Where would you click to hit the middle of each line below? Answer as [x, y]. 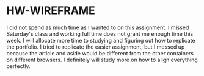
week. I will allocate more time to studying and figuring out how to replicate [101, 40]
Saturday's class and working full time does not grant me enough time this [100, 33]
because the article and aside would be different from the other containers [100, 53]
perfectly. [18, 66]
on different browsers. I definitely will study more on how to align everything [102, 60]
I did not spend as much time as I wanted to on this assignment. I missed [98, 27]
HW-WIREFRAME [51, 11]
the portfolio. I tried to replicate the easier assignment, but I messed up [96, 47]
